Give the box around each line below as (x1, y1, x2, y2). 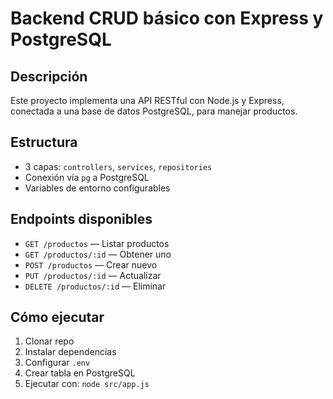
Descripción (10, 68, 88, 85)
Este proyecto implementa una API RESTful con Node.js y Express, (10, 95, 285, 106)
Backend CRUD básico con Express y (10, 7, 324, 30)
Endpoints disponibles (10, 211, 153, 228)
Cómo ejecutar (10, 309, 105, 326)
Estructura (10, 134, 78, 151)
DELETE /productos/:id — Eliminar (24, 280, 167, 292)
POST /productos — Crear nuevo (24, 258, 158, 271)
